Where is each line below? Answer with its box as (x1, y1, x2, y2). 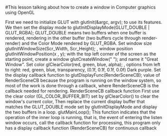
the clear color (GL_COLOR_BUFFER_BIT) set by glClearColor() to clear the (5, 93, 159, 99)
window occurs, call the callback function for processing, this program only (5, 120, 161, 126)
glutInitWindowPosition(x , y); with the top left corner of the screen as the (5, 51, 156, 57)
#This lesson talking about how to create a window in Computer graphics (5, 4, 156, 10)
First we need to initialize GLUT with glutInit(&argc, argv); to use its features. (5, 19, 162, 25)
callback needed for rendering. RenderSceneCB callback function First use (5, 88, 160, 94)
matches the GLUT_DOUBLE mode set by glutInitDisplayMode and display (5, 104, 157, 110)
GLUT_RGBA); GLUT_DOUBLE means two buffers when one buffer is (5, 30, 146, 35)
